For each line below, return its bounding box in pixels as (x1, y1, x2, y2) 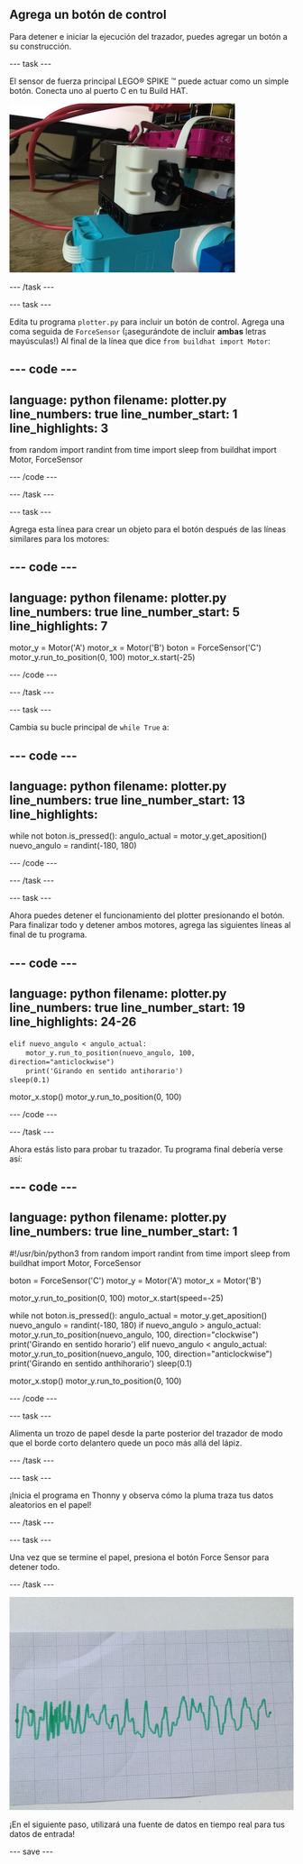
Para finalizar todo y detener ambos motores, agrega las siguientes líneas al (9, 920, 291, 931)
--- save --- (9, 1846, 54, 1857)
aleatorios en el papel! (9, 1499, 92, 1510)
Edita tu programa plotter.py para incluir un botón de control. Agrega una (9, 316, 285, 327)
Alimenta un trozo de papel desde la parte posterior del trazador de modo (9, 1428, 283, 1438)
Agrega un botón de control (9, 7, 167, 23)
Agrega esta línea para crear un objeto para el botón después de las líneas (9, 524, 287, 535)
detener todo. (9, 1561, 60, 1572)
